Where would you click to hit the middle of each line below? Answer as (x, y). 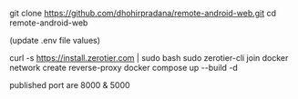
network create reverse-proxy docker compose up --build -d (124, 68)
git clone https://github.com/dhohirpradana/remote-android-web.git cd (143, 13)
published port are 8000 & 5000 (70, 85)
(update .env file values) (55, 40)
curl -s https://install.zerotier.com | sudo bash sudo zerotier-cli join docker (149, 58)
